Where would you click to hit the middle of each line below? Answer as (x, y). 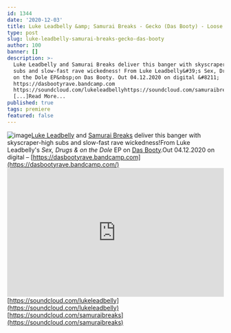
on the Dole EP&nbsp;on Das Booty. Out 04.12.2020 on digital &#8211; (117, 77)
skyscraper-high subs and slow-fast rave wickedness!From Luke (99, 142)
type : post (23, 33)
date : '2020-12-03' (35, 20)
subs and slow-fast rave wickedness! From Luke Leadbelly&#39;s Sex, (115, 71)
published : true (30, 103)
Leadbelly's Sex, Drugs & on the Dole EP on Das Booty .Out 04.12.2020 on (111, 150)
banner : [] (23, 52)
